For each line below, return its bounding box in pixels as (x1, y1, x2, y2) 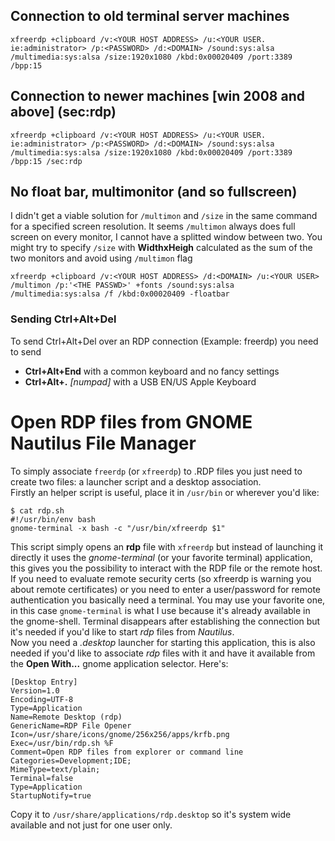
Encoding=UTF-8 (10, 694, 74, 704)
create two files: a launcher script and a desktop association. (10, 475, 262, 488)
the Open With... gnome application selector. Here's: (10, 657, 229, 669)
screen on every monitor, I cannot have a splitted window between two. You (10, 231, 323, 243)
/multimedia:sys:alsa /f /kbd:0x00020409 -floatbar (10, 289, 230, 299)
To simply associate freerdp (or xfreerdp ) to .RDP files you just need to (10, 465, 303, 477)
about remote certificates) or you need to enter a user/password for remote (10, 583, 321, 595)
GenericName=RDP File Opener (10, 720, 132, 731)
